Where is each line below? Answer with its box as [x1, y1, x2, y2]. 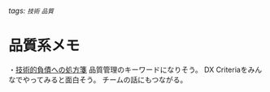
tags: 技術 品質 [8, 6, 54, 15]
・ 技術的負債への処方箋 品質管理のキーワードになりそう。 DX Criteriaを [8, 65, 248, 74]
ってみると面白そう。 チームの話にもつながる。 [29, 74, 188, 84]
